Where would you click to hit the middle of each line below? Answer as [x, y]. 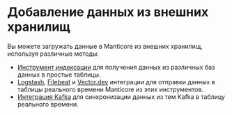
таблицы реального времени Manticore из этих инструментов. [110, 89]
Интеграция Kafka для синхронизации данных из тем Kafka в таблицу [121, 97]
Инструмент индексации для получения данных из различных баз [116, 67]
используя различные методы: [53, 54]
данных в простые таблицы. [59, 75]
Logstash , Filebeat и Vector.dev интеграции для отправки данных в [116, 82]
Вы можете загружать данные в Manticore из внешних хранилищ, [105, 46]
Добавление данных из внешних [108, 12]
